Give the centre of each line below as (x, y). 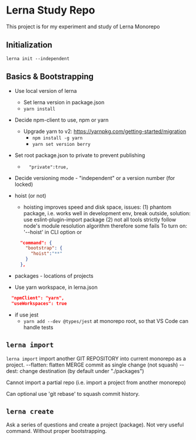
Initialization (29, 45)
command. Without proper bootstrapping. (57, 431)
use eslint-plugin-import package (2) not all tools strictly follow (100, 219)
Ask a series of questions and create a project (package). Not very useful (95, 425)
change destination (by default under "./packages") (82, 371)
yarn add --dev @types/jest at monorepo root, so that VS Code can (106, 321)
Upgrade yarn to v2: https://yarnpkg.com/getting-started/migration (105, 131)
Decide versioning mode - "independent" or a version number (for (95, 178)
